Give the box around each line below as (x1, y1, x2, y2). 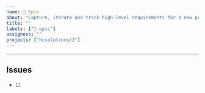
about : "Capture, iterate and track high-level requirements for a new (6, 14, 192, 21)
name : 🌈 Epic (6, 8, 40, 15)
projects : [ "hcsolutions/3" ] (6, 37, 81, 43)
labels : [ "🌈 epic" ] (6, 25, 56, 32)
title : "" (6, 20, 32, 26)
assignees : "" (6, 31, 43, 37)
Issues (6, 65, 32, 75)
